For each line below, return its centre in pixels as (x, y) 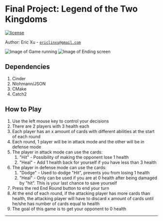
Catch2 (19, 94)
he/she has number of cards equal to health (56, 204)
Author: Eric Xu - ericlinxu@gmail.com (43, 42)
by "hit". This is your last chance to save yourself (68, 183)
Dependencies (27, 67)
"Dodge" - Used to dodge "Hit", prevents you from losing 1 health (84, 172)
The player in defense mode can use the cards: (59, 167)
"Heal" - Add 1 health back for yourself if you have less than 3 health (88, 162)
